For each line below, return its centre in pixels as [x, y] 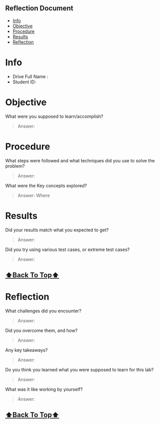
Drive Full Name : [30, 76]
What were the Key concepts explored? [46, 185]
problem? [15, 166]
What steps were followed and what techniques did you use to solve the [80, 160]
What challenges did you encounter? [43, 311]
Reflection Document [39, 8]
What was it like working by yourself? [44, 389]
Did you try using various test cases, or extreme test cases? [67, 249]
